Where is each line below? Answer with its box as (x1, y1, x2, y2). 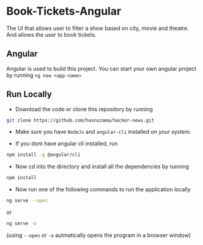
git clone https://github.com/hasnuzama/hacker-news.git (6, 117, 155, 123)
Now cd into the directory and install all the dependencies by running (15, 163, 190, 170)
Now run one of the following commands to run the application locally (15, 186, 191, 193)
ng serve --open (6, 197, 48, 204)
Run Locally (6, 89, 52, 100)
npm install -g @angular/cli (6, 152, 81, 158)
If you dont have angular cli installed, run (15, 140, 118, 147)
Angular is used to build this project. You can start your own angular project (6, 65, 197, 72)
